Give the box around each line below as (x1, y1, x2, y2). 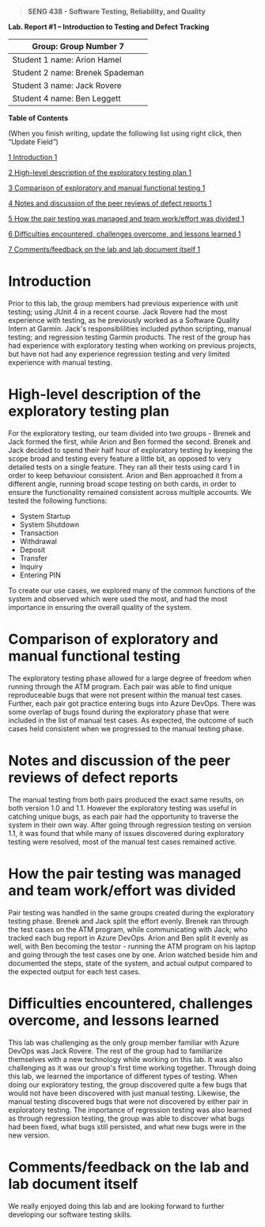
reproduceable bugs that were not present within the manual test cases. (8, 690, 243, 700)
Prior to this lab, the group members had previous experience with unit (8, 298, 239, 308)
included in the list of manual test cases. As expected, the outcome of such (8, 715, 254, 725)
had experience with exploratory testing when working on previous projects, (8, 340, 257, 350)
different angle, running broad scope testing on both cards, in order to (8, 479, 237, 489)
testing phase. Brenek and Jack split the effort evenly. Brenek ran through (8, 916, 249, 926)
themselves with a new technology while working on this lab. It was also (8, 1054, 243, 1064)
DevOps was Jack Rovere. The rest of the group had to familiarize (8, 1046, 223, 1056)
